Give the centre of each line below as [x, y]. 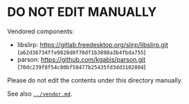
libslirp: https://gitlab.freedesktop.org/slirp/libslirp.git [92, 44]
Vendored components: [41, 31]
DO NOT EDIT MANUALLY [82, 12]
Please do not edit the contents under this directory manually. [95, 80]
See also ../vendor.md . [40, 94]
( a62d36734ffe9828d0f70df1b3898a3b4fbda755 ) [82, 52]
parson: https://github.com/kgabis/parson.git [81, 59]
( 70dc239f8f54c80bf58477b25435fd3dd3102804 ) [82, 67]
